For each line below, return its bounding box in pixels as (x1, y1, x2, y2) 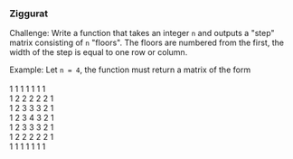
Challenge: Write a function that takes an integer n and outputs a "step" (9, 28, 275, 39)
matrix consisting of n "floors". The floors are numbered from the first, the (9, 37, 285, 48)
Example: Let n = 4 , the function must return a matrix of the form (9, 64, 251, 75)
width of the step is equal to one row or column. (9, 47, 188, 58)
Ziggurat (9, 7, 49, 20)
